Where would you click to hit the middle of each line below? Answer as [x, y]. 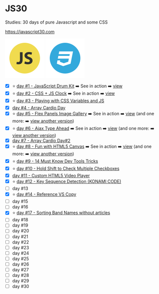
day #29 [21, 281]
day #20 [21, 231]
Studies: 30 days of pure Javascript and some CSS [57, 22]
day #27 [21, 269]
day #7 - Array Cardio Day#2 [41, 141]
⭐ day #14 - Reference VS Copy [44, 194]
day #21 [20, 237]
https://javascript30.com [30, 31]
